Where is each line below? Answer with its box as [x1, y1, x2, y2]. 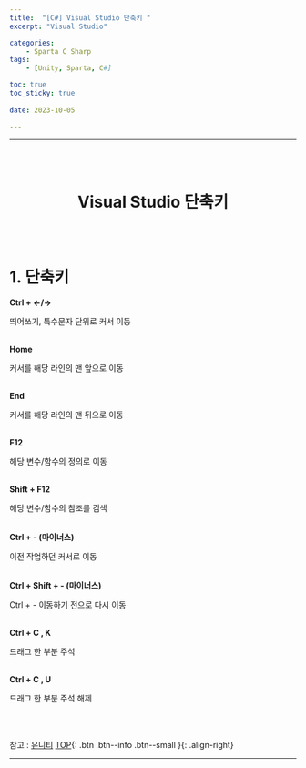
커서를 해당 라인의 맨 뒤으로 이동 [9, 409, 125, 420]
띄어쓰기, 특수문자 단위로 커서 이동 [9, 316, 131, 327]
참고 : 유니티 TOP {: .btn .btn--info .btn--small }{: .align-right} [9, 740, 234, 751]
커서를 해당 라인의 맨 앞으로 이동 [9, 363, 125, 374]
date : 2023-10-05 [9, 106, 76, 115]
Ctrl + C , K [9, 628, 52, 639]
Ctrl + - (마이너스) [9, 532, 75, 543]
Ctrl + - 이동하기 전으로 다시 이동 [9, 599, 127, 610]
